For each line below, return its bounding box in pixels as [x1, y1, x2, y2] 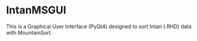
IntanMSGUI [6, 4, 66, 17]
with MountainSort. [6, 29, 52, 36]
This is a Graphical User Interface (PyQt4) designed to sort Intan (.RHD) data [6, 23, 192, 30]
